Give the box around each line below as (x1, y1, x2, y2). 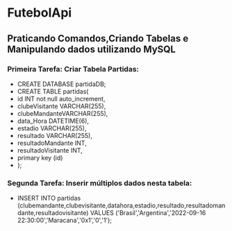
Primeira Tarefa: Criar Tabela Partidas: (7, 64, 140, 74)
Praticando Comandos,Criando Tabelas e (7, 33, 189, 44)
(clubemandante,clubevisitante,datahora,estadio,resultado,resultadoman (17, 201, 226, 209)
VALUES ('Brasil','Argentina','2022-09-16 (90, 209, 206, 217)
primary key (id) (17, 153, 63, 162)
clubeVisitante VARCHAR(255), (17, 102, 106, 110)
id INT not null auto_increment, (17, 94, 106, 103)
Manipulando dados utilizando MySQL (7, 43, 176, 55)
